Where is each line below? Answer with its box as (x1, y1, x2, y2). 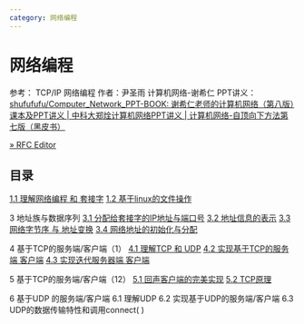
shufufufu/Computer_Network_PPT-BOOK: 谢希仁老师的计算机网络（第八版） (9, 98, 295, 109)
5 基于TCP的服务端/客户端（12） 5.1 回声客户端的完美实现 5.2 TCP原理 (9, 274, 272, 285)
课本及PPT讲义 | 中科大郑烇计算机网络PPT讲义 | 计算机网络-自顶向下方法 (9, 110, 281, 121)
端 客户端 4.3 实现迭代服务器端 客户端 (9, 255, 150, 266)
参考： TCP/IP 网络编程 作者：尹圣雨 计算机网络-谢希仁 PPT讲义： (9, 87, 257, 98)
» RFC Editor (9, 139, 57, 150)
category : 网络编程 (9, 13, 78, 23)
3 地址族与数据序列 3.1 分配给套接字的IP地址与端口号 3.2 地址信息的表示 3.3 (9, 212, 291, 223)
